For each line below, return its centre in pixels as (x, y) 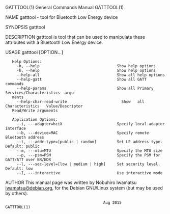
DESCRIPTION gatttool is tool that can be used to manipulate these (75, 37)
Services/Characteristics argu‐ (41, 93)
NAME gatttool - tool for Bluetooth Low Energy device (62, 17)
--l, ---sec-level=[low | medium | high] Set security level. (88, 164)
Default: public (22, 146)
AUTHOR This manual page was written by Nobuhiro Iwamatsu (71, 182)
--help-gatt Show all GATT (81, 79)
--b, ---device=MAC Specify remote (83, 133)
